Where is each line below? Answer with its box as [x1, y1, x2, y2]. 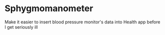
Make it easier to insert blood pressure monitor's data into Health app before [4, 19, 161, 25]
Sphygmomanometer [4, 3, 93, 14]
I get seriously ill [4, 24, 38, 30]
